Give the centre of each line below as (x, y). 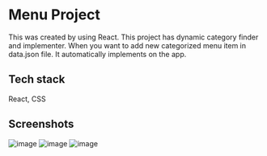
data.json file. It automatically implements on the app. (97, 54)
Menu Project (55, 15)
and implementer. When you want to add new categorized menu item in (127, 45)
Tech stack (37, 79)
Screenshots (41, 124)
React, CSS (27, 99)
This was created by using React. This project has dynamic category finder (133, 37)
